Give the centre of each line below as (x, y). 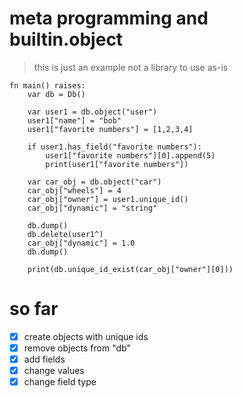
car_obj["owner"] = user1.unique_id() (108, 199)
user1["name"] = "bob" (74, 120)
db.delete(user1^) (65, 234)
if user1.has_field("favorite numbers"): (114, 147)
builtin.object (66, 39)
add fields (44, 359)
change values (54, 371)
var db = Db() (56, 94)
